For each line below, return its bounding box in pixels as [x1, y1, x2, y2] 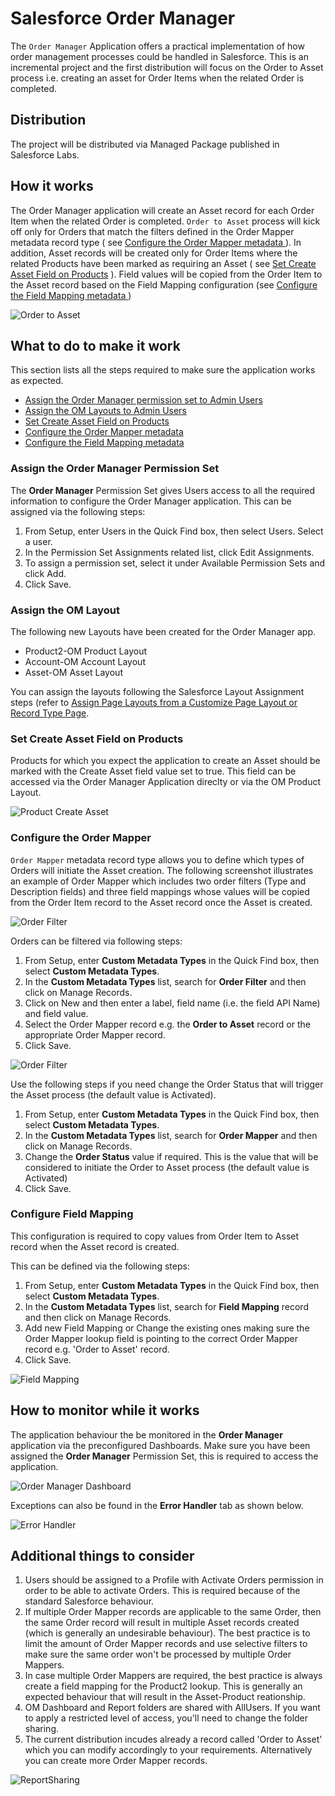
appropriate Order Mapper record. [24, 1028, 166, 1041]
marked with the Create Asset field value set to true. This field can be [10, 765, 297, 777]
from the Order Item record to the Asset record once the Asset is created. [10, 896, 313, 908]
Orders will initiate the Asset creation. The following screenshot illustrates [10, 864, 314, 876]
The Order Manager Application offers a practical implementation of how [10, 40, 305, 52]
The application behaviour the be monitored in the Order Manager [10, 1428, 283, 1441]
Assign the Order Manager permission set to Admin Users [24, 394, 263, 406]
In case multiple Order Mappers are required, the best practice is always [24, 1670, 323, 1682]
